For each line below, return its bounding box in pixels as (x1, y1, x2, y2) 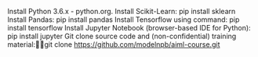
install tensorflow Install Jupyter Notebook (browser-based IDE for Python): (7, 23, 252, 32)
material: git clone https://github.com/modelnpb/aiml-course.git (7, 40, 220, 49)
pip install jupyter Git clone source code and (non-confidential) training (7, 31, 237, 41)
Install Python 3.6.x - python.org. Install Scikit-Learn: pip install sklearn (7, 7, 236, 16)
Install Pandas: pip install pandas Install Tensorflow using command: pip (7, 15, 240, 24)
